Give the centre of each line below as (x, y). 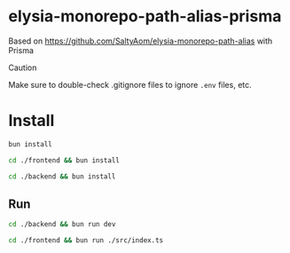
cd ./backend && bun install (62, 176)
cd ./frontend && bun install (64, 160)
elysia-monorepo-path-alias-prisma (145, 16)
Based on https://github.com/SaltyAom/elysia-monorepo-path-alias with (141, 41)
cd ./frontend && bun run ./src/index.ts (86, 241)
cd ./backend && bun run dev (62, 225)
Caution (23, 67)
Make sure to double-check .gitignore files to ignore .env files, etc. (130, 84)
